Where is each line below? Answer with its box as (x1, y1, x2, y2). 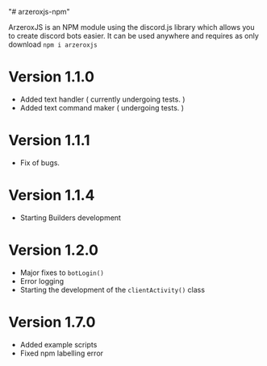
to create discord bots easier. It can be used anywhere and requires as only (8, 31, 260, 40)
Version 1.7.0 (8, 313, 96, 331)
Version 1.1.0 (8, 68, 95, 86)
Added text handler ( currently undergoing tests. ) (19, 94, 186, 104)
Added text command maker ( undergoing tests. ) (19, 102, 184, 112)
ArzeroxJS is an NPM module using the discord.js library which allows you (8, 23, 256, 31)
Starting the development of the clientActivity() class (19, 285, 206, 294)
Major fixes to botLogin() (19, 268, 105, 277)
